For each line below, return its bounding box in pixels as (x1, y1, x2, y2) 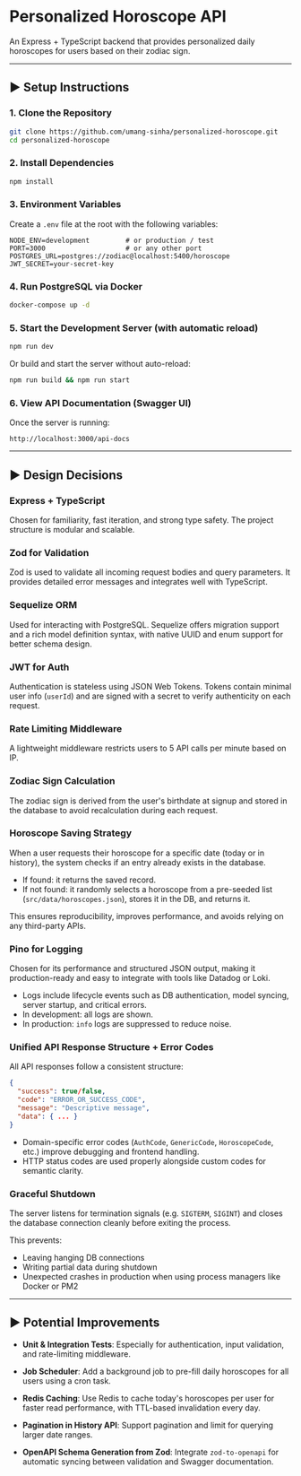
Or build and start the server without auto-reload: (9, 359, 191, 369)
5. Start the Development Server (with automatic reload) (9, 321, 259, 334)
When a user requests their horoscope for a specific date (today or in (9, 847, 265, 858)
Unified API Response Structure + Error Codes (9, 1041, 214, 1054)
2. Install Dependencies (9, 157, 115, 169)
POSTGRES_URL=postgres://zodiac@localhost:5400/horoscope (9, 251, 230, 261)
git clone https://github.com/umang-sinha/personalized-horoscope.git (9, 127, 279, 136)
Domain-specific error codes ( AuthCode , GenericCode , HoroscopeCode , (21, 1136, 274, 1147)
